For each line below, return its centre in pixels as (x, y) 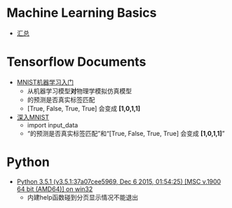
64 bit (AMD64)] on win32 (55, 189)
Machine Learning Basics (82, 13)
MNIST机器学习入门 (45, 82)
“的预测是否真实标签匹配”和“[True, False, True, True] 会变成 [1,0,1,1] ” (126, 133)
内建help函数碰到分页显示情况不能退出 (82, 197)
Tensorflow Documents (76, 62)
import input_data (53, 125)
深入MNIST (33, 117)
